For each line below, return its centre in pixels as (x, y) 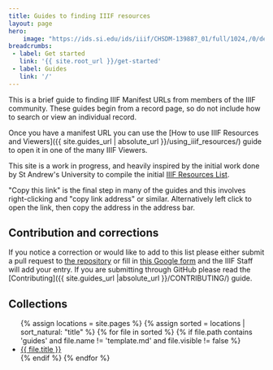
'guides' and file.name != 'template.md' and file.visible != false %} (130, 341)
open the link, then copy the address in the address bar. (102, 207)
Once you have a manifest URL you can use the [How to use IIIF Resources (134, 133)
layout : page (30, 24)
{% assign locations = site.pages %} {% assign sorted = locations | (132, 324)
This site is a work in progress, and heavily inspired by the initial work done (134, 165)
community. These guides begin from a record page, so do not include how (134, 108)
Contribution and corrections (84, 233)
